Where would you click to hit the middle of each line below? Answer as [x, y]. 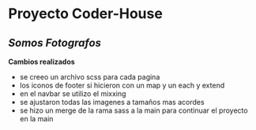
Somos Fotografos [55, 43]
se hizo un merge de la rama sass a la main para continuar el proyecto [134, 110]
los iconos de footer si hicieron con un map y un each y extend [122, 85]
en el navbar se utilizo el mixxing [73, 94]
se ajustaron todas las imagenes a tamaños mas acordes [112, 102]
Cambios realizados [41, 61]
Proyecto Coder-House [86, 14]
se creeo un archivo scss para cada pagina [90, 77]
